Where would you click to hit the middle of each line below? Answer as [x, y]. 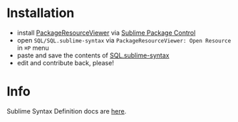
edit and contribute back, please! [66, 62]
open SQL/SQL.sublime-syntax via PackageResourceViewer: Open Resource [124, 40]
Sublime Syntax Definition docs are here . [67, 111]
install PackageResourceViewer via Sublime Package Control [106, 33]
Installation [41, 13]
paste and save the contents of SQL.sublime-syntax [93, 55]
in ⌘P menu [33, 48]
